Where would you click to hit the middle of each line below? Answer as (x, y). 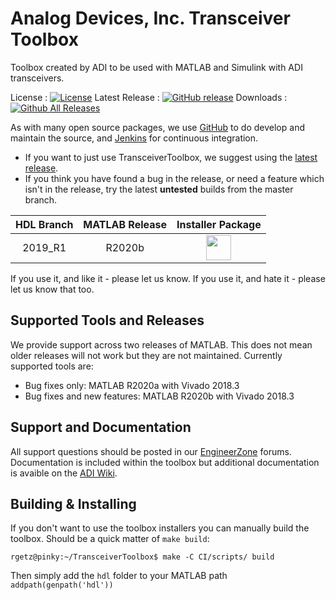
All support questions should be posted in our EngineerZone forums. (151, 451)
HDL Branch (44, 224)
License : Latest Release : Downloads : (149, 97)
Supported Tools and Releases (107, 320)
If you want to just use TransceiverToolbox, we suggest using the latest (171, 157)
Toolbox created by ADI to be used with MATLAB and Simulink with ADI (156, 67)
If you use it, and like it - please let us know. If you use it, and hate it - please (168, 278)
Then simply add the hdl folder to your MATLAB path (119, 576)
